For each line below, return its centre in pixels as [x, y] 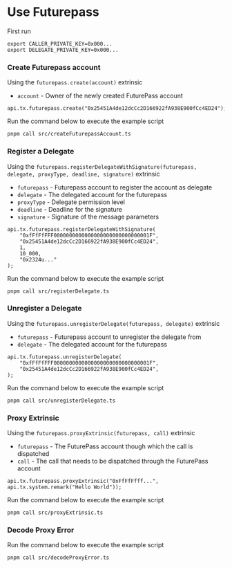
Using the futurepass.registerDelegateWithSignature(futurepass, [102, 166]
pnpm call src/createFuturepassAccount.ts [69, 134]
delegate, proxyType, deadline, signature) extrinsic [84, 174]
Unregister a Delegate [45, 309]
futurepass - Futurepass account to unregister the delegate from [109, 337]
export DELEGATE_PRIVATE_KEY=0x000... [63, 50]
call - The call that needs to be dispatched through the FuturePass [113, 461]
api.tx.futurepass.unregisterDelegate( [65, 357]
